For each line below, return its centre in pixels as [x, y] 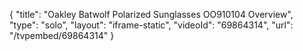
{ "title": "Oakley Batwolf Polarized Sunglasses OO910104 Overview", [151, 14]
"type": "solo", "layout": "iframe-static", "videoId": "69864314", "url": [151, 25]
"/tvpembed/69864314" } [62, 35]
